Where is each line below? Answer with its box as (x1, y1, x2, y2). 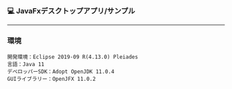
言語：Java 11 (7, 61, 45, 68)
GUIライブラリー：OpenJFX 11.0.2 (7, 75, 96, 82)
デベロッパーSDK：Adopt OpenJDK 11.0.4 (7, 68, 115, 75)
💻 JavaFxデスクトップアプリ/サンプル (7, 6, 136, 15)
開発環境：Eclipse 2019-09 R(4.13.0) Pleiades (7, 53, 138, 60)
